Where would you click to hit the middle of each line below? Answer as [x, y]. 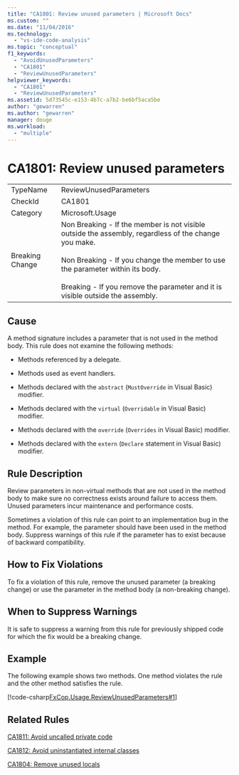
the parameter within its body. [111, 269]
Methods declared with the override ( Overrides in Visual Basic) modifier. [124, 430]
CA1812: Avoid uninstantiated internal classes [74, 751]
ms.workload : [27, 126]
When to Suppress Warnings [72, 612]
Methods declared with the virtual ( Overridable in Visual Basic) [112, 408]
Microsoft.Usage [89, 213]
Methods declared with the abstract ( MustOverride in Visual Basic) [115, 387]
